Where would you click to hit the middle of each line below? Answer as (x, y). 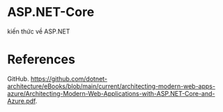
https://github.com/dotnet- (69, 79)
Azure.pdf (22, 101)
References (41, 59)
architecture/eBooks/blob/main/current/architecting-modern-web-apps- (111, 86)
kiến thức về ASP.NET (39, 31)
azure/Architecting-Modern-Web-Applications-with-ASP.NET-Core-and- (111, 93)
